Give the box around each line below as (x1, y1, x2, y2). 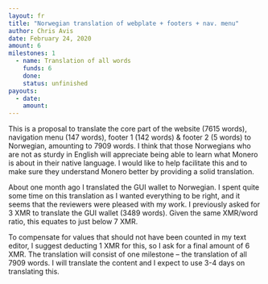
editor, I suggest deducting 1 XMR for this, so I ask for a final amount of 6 (8, 241, 250, 251)
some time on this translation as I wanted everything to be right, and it (8, 191, 240, 201)
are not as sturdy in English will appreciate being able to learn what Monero (8, 150, 258, 160)
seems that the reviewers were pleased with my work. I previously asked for (8, 199, 261, 210)
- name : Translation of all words (15, 57, 131, 65)
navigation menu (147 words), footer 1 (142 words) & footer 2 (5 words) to (8, 132, 252, 142)
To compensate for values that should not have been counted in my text (8, 232, 247, 242)
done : (23, 72, 42, 80)
